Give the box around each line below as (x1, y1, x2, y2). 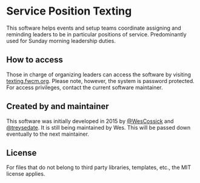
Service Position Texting (6, 4, 132, 18)
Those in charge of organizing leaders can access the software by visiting (6, 71, 192, 78)
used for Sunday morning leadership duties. (6, 37, 116, 44)
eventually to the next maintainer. (6, 130, 90, 138)
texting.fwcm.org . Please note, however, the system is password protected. (6, 77, 195, 84)
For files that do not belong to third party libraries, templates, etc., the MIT (6, 164, 192, 171)
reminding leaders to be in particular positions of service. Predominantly (6, 30, 187, 38)
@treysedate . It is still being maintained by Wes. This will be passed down (6, 124, 191, 131)
